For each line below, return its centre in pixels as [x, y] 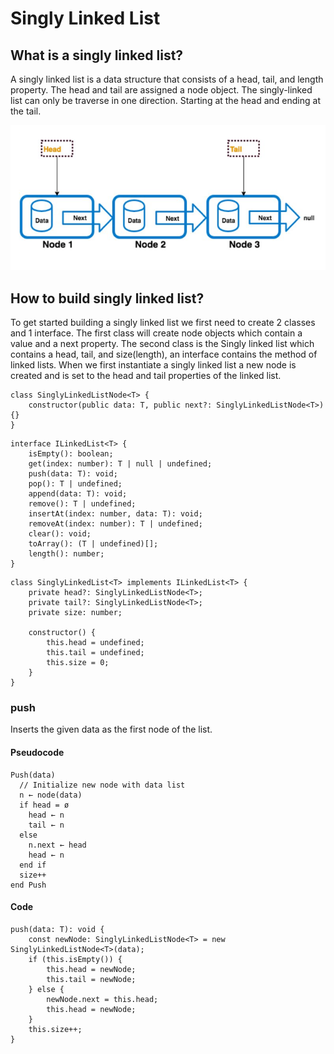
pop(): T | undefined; [75, 484]
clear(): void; [60, 534]
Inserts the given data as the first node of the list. [111, 729]
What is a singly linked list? [97, 55]
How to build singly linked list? [107, 298]
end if [33, 865]
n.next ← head [57, 845]
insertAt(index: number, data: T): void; [115, 514]
